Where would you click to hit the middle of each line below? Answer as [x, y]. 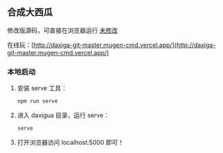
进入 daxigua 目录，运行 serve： [63, 115]
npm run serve [37, 101]
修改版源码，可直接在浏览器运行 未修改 [62, 30]
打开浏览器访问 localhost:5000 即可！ [70, 142]
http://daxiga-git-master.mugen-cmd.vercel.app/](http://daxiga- [125, 45]
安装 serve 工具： [42, 88]
